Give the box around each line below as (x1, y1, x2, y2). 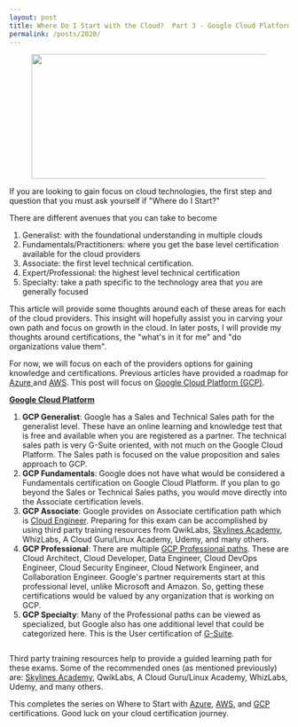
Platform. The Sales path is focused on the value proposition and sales (21, 449, 280, 460)
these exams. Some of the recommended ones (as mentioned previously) (9, 662, 278, 674)
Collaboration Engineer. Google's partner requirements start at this (21, 572, 266, 582)
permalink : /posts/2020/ (9, 29, 101, 38)
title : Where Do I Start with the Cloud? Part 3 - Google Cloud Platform (9, 21, 292, 30)
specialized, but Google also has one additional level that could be (21, 619, 264, 629)
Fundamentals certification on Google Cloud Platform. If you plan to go (21, 478, 281, 489)
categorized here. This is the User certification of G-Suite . (21, 629, 235, 639)
